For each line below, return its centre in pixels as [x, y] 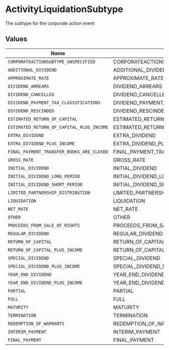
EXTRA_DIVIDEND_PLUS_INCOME [41, 144]
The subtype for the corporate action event [50, 23]
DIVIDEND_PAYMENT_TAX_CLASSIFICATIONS [54, 102]
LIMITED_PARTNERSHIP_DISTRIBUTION [49, 193]
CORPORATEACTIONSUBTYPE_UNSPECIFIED [52, 62]
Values [16, 39]
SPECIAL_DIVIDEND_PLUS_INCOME [44, 266]
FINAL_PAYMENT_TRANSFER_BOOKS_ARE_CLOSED [58, 152]
